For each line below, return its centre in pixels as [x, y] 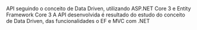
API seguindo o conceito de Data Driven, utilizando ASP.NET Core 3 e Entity [98, 9]
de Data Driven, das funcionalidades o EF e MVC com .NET [78, 21]
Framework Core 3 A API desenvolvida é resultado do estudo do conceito [96, 15]
